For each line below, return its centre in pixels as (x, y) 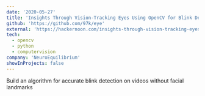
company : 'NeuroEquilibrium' (43, 57)
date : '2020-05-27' (31, 12)
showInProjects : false (35, 63)
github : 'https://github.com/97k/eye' (56, 23)
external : (19, 29)
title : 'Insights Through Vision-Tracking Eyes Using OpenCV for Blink (99, 18)
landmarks (20, 87)
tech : (13, 35)
